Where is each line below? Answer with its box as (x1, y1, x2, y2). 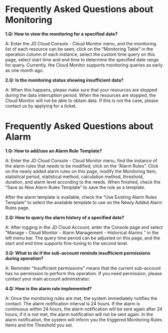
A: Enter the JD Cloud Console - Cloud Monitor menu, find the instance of (5, 157, 157, 163)
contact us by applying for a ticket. (5, 103, 77, 109)
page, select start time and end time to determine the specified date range (5, 56, 159, 62)
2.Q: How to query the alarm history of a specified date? (5, 214, 124, 220)
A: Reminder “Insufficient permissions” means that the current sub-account (5, 265, 161, 271)
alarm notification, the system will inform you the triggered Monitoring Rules (5, 316, 162, 322)
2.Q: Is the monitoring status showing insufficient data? (5, 77, 124, 83)
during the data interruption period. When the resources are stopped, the (5, 92, 156, 98)
